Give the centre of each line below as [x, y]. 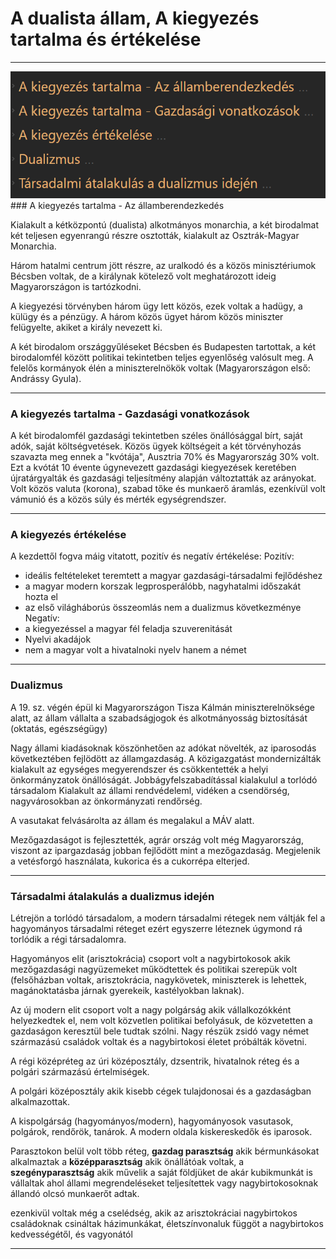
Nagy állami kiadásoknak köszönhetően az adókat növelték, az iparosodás [163, 748]
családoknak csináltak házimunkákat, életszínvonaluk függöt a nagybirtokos [167, 1224]
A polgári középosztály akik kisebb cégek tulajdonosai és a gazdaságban [161, 1091]
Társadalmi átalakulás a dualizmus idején [112, 896]
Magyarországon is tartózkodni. [76, 286]
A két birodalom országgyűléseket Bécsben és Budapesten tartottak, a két [163, 346]
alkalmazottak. [40, 1102]
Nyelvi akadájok [58, 639]
